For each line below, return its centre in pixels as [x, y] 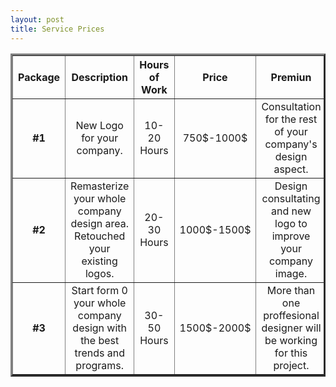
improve [291, 236]
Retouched [100, 236]
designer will [291, 328]
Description [99, 77]
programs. [100, 365]
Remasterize [100, 186]
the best [100, 340]
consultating [291, 198]
